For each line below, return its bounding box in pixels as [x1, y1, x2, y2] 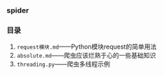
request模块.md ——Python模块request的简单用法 [16, 42, 157, 51]
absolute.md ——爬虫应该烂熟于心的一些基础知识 [16, 51, 156, 60]
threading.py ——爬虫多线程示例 [16, 60, 110, 68]
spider [6, 6, 29, 15]
